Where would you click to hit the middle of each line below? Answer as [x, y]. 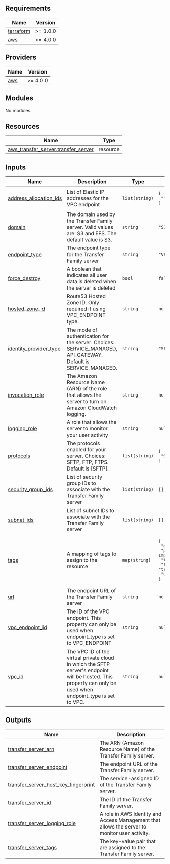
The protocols [83, 443]
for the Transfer [85, 255]
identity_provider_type [34, 349]
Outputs [18, 720]
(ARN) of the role [87, 389]
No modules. [18, 111]
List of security [84, 477]
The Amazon [82, 376]
